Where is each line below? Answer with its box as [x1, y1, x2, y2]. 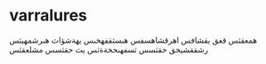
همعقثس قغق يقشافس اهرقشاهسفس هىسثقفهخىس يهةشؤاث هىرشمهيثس [9, 35, 258, 45]
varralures [9, 5, 87, 26]
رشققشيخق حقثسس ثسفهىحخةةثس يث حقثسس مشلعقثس [9, 44, 209, 54]
